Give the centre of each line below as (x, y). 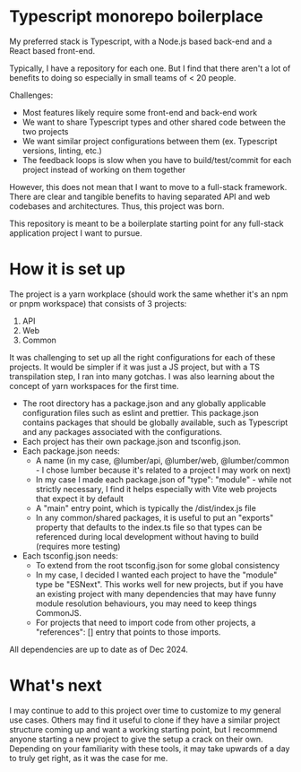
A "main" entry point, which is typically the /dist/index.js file (146, 507)
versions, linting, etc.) (62, 151)
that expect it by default (79, 499)
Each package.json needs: (71, 451)
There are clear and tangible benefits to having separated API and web (140, 196)
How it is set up (67, 269)
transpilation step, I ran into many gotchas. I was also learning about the (142, 376)
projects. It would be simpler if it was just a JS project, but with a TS (134, 367)
